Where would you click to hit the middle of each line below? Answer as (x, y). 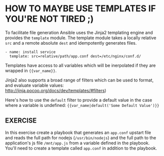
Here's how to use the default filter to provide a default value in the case (79, 100)
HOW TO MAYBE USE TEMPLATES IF (81, 9)
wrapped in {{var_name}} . (31, 70)
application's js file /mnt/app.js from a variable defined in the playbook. (77, 143)
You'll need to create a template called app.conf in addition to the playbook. (81, 148)
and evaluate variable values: (35, 85)
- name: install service (30, 52)
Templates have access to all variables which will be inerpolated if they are (80, 65)
